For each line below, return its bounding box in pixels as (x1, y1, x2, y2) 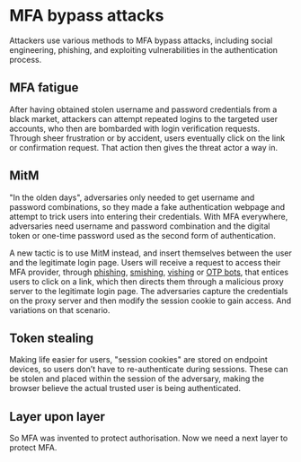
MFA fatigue (9, 80, 79, 95)
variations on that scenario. (9, 304, 111, 315)
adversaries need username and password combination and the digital (9, 221, 270, 231)
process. (9, 54, 42, 65)
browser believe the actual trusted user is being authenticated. (9, 383, 241, 394)
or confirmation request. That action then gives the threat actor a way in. (9, 142, 279, 153)
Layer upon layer (9, 409, 106, 424)
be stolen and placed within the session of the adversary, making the (9, 373, 265, 384)
